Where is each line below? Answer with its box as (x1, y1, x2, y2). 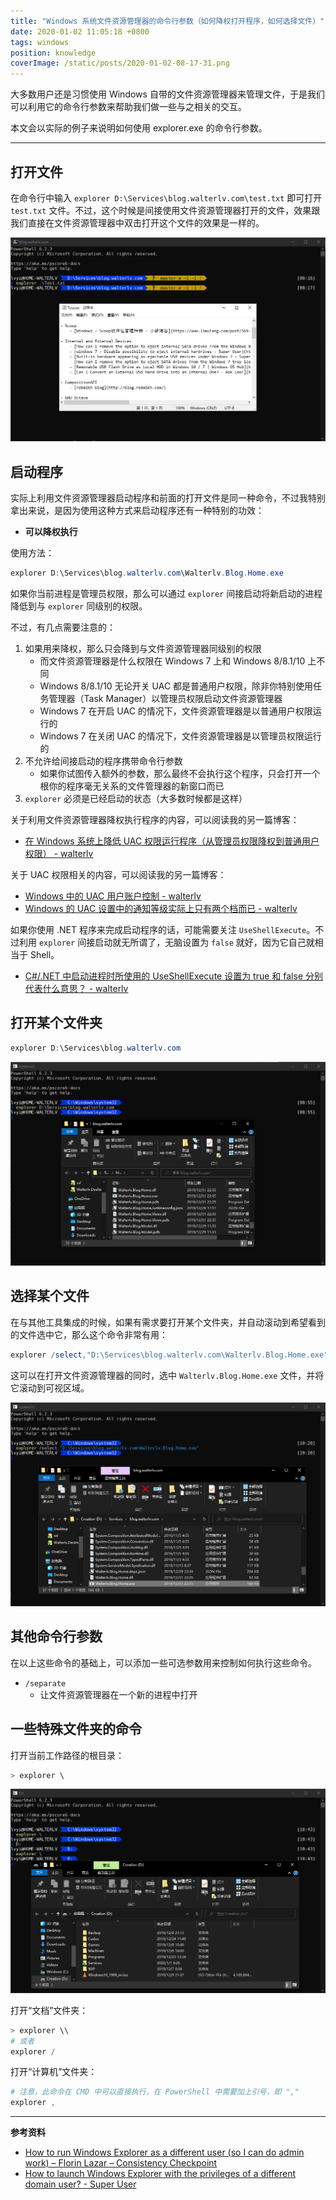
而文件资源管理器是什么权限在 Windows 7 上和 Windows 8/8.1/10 (39, 655, 306, 667)
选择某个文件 (10, 1288, 90, 1305)
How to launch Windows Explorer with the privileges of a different (24, 2168, 297, 2180)
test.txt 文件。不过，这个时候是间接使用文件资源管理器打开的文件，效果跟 (10, 204, 321, 216)
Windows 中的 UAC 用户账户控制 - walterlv (24, 890, 202, 902)
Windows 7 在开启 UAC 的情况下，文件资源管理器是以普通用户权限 (39, 705, 313, 717)
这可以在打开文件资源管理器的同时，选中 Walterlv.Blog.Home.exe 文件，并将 (10, 1369, 325, 1381)
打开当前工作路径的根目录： (10, 1749, 125, 1761)
